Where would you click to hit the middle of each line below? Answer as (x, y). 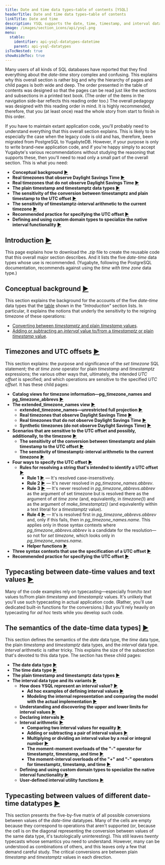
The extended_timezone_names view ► (54, 404)
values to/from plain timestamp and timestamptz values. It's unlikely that (79, 596)
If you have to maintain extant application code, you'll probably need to (77, 126)
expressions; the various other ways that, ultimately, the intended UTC (76, 374)
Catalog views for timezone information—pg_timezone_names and (82, 394)
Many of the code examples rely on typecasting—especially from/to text (78, 591)
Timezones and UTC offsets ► (52, 352)
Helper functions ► (47, 546)
